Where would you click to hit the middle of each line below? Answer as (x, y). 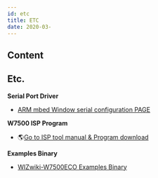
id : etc (19, 14)
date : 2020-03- (29, 27)
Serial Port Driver (33, 96)
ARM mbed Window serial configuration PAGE (84, 109)
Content (26, 55)
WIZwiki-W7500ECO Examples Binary (72, 167)
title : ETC (23, 20)
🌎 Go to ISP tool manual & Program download (83, 137)
